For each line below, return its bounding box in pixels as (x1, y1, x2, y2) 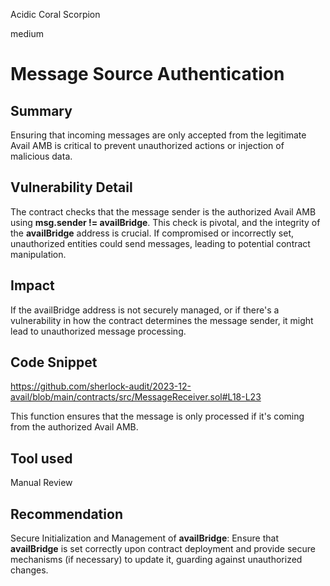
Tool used (10, 450, 73, 467)
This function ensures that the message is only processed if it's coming (10, 410, 305, 423)
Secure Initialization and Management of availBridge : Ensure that (10, 532, 279, 544)
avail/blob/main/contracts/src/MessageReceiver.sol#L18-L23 (10, 391, 262, 403)
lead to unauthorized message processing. (10, 325, 187, 337)
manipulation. (10, 248, 67, 260)
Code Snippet (10, 354, 98, 371)
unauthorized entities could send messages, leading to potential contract (10, 237, 311, 249)
